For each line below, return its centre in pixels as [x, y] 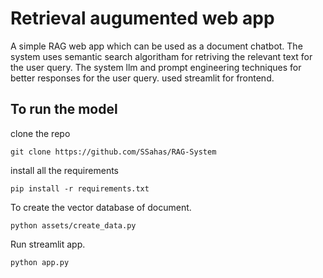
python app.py [40, 262]
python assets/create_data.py [73, 225]
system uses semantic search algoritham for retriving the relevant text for [161, 56]
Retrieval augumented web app [142, 18]
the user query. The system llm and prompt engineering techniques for [156, 67]
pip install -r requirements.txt [80, 188]
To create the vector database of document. [101, 207]
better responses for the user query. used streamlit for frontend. [142, 78]
